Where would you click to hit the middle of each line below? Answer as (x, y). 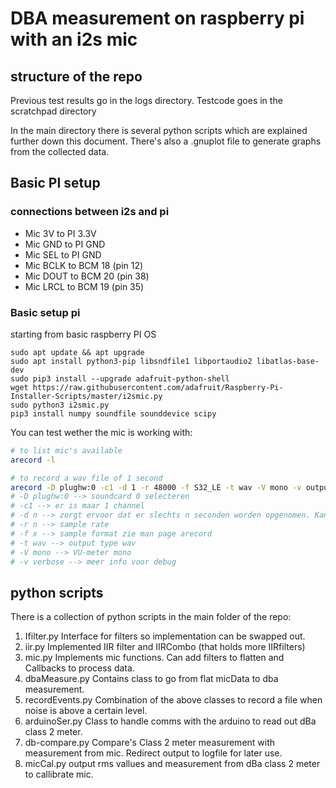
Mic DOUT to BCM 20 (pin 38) (87, 276)
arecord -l (33, 460)
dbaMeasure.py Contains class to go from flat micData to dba (151, 679)
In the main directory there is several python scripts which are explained (159, 130)
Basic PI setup (55, 183)
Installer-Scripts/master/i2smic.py (86, 396)
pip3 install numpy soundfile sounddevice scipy (113, 413)
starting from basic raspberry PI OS (83, 334)
